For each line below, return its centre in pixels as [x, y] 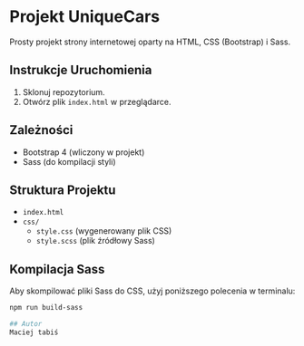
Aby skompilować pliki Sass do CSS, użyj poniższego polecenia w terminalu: [152, 291]
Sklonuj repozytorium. [64, 91]
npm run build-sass [46, 308]
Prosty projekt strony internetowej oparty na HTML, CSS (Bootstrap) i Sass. [150, 42]
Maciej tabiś [34, 332]
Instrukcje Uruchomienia [81, 70]
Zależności [41, 130]
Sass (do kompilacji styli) [69, 161]
